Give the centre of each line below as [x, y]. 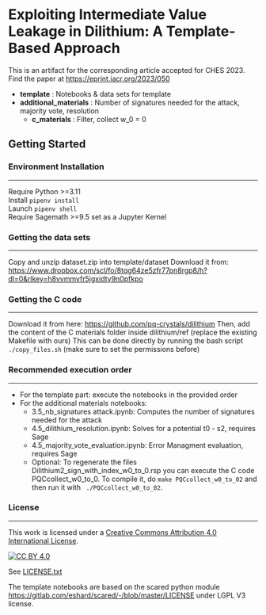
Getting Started [47, 144]
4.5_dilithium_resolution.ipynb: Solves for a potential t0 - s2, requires [143, 428]
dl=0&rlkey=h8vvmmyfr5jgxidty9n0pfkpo [76, 278]
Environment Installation [56, 166]
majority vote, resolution [59, 111]
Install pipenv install [44, 200]
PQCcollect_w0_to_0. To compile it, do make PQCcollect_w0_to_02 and [144, 479]
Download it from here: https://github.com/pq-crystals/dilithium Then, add [129, 324]
